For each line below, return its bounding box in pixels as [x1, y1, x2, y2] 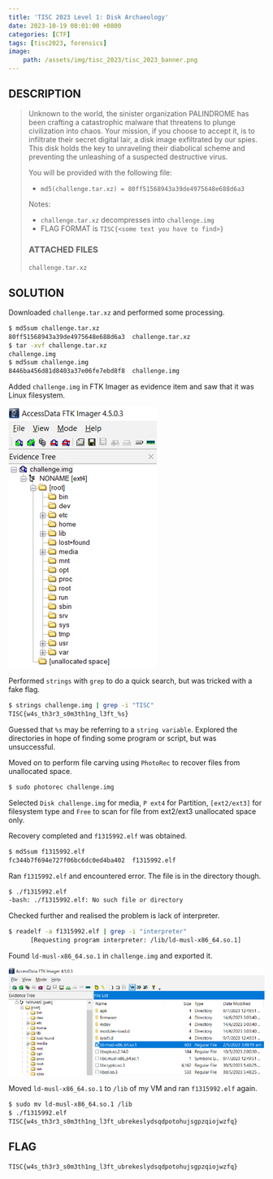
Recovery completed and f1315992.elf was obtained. [8, 830, 188, 841]
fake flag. [8, 685, 41, 694]
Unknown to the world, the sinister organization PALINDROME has [28, 108, 249, 118]
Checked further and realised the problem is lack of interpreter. [8, 911, 220, 920]
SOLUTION [8, 285, 65, 300]
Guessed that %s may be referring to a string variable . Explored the [8, 724, 238, 734]
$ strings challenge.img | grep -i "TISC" [8, 702, 154, 710]
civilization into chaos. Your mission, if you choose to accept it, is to [28, 126, 256, 136]
